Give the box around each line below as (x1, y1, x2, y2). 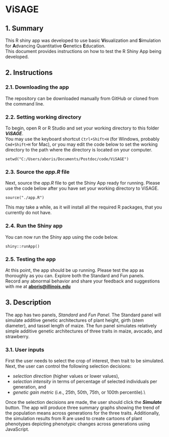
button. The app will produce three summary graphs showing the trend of (5, 404, 160, 410)
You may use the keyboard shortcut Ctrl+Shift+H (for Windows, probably (5, 136, 160, 142)
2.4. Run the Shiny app (5, 222, 63, 229)
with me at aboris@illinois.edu (5, 283, 71, 289)
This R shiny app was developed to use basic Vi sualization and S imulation (5, 37, 161, 43)
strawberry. (5, 333, 30, 340)
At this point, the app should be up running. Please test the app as (5, 267, 144, 273)
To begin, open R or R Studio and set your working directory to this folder (5, 125, 159, 131)
